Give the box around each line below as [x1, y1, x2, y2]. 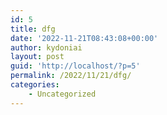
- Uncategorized [28, 89, 97, 99]
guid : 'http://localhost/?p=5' [10, 61, 141, 71]
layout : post [10, 52, 65, 62]
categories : [10, 80, 60, 90]
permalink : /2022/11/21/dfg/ [10, 71, 132, 81]
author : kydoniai [10, 42, 83, 53]
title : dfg [10, 24, 56, 34]
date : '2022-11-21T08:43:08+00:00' [10, 33, 159, 43]
